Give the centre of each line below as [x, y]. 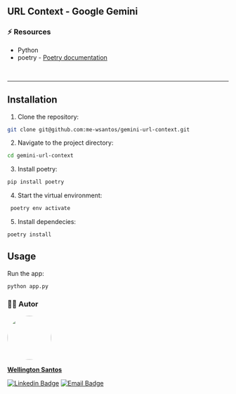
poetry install [29, 235]
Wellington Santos [35, 369]
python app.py [28, 286]
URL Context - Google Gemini [73, 12]
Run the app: [26, 273]
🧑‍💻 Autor [23, 304]
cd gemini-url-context [40, 156]
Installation [32, 100]
